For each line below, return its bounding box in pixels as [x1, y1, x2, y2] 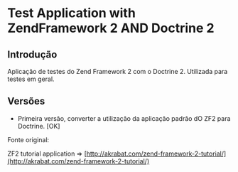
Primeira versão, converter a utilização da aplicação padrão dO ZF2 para [17, 114, 231, 122]
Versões [7, 95, 45, 107]
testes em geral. [7, 75, 55, 83]
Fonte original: [7, 135, 50, 144]
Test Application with [7, 5, 136, 21]
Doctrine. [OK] [17, 122, 60, 130]
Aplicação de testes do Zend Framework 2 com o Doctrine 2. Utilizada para [7, 68, 228, 75]
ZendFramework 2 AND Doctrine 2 [7, 20, 215, 36]
